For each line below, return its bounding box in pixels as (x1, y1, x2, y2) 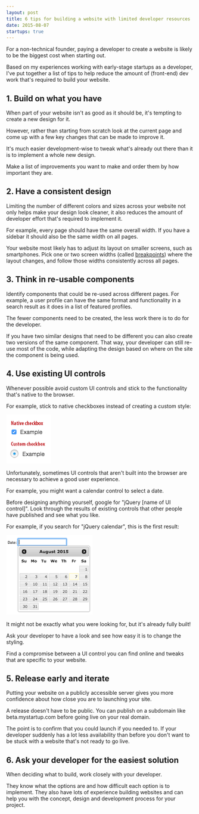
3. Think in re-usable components (6, 274, 135, 284)
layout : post (6, 10, 39, 16)
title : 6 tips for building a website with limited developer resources (6, 16, 191, 22)
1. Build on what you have (6, 93, 102, 104)
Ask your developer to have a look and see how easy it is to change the (6, 632, 182, 639)
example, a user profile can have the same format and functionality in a (6, 296, 181, 304)
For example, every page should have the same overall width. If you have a (6, 227, 190, 234)
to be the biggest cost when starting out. (6, 52, 106, 59)
